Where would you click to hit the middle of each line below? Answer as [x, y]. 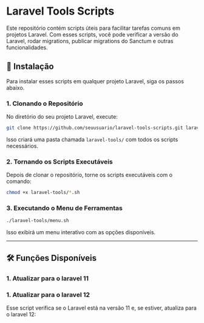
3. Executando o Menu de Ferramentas [64, 208]
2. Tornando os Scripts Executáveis [60, 161]
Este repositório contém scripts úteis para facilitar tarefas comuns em [93, 28]
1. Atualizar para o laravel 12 [48, 294]
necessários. [22, 146]
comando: [19, 181]
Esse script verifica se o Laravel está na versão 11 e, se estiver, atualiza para [102, 308]
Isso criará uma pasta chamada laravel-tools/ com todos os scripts [92, 139]
